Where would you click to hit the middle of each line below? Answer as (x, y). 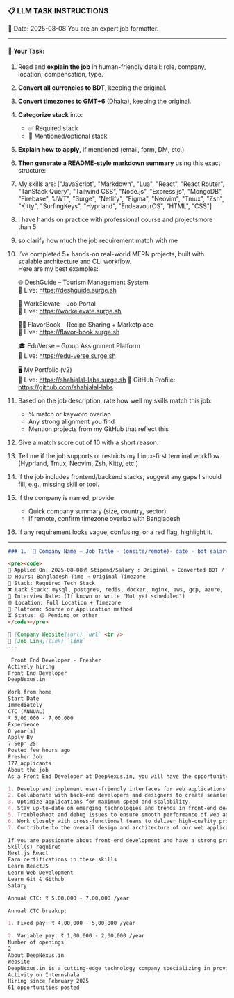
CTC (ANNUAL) (27, 711)
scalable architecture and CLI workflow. (75, 261)
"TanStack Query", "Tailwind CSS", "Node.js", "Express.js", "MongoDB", (120, 191)
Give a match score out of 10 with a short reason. (88, 442)
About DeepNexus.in (36, 955)
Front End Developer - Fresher (56, 660)
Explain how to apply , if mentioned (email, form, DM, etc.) (101, 149)
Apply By (20, 738)
